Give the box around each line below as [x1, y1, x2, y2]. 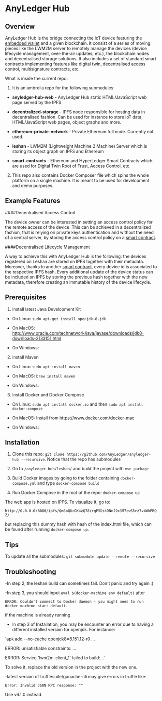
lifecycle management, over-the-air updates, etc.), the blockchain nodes [5, 51, 149, 56]
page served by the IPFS [12, 100, 61, 105]
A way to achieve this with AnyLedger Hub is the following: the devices [5, 253, 147, 259]
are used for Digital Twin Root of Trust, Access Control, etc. [12, 163, 131, 169]
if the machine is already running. [5, 612, 72, 618]
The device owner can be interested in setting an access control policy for [5, 219, 153, 225]
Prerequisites [5, 293, 46, 302]
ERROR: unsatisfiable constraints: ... [5, 646, 76, 651]
